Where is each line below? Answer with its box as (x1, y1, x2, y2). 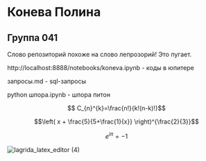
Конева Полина (7, 4, 101, 20)
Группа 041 (7, 32, 58, 44)
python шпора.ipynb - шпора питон (7, 91, 111, 99)
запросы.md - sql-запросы (7, 77, 87, 85)
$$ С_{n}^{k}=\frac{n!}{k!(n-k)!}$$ (67, 104, 166, 112)
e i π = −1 (105, 131, 128, 140)
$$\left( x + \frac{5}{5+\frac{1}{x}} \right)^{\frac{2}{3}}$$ (34, 117, 199, 126)
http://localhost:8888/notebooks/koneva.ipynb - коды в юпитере (7, 64, 194, 71)
